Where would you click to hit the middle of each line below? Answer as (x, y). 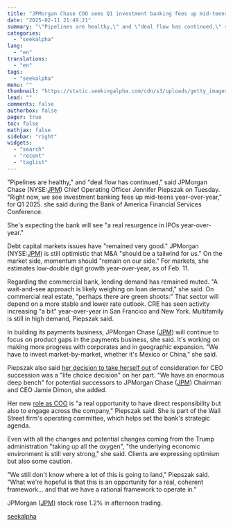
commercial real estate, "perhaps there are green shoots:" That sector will (113, 296)
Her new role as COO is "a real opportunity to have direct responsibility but (114, 403)
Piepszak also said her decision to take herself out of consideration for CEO (115, 367)
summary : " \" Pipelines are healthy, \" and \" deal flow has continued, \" (114, 26)
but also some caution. (40, 461)
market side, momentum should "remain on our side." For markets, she (108, 261)
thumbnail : (23, 91)
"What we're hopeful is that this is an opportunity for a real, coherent (105, 482)
